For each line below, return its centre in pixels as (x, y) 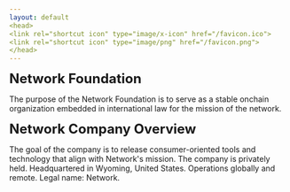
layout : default (39, 17)
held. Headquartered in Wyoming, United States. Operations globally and (142, 168)
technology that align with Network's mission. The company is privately (140, 159)
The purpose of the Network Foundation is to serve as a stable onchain (139, 99)
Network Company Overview (103, 129)
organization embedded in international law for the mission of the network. (145, 109)
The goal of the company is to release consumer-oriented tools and (133, 150)
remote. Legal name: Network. (65, 178)
